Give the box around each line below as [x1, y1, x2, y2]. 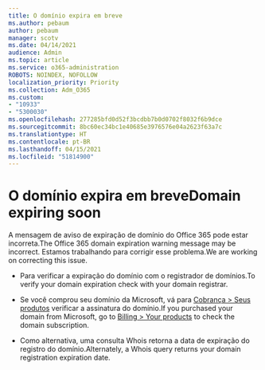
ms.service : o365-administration [8, 64, 119, 72]
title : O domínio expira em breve [8, 11, 123, 20]
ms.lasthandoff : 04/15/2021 [8, 145, 102, 153]
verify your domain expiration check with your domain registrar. [19, 280, 228, 289]
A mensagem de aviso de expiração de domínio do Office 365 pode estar [8, 230, 249, 240]
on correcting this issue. [8, 256, 88, 266]
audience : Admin [8, 49, 62, 57]
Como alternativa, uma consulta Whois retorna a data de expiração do [19, 336, 251, 345]
